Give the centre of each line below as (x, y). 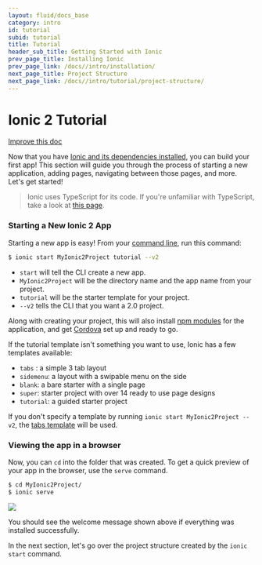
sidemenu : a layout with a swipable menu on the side (103, 376)
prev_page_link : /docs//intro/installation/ (82, 67)
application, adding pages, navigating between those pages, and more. (122, 173)
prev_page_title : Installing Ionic (66, 60)
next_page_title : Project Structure (68, 74)
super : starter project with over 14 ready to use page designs (117, 392)
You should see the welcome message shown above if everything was (121, 522)
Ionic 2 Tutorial (57, 120)
